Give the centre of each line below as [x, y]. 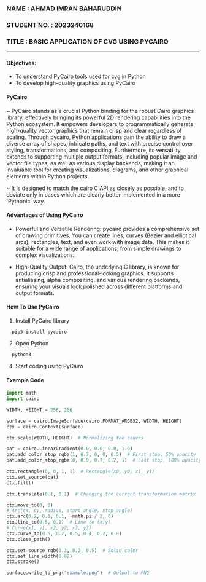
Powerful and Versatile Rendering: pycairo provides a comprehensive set [107, 229]
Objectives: [21, 63]
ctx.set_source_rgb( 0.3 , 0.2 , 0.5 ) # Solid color [72, 550]
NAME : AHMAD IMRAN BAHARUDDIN [64, 9]
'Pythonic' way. [26, 201]
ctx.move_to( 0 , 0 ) [30, 505]
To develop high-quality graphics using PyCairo [75, 83]
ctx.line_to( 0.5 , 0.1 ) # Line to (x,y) [59, 522]
